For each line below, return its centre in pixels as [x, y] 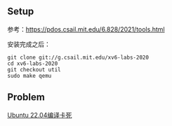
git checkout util [34, 69]
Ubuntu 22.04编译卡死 [40, 115]
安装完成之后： [29, 44]
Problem [26, 97]
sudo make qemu [29, 76]
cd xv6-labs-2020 [33, 63]
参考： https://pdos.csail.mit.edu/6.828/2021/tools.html [86, 29]
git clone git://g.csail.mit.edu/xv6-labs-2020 [78, 57]
